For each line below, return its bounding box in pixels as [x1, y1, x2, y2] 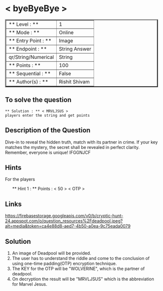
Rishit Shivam [59, 78, 90, 85]
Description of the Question [5, 126, 91, 134]
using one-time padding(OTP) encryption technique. [12, 261, 117, 266]
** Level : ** [9, 20, 39, 27]
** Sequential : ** [9, 70, 51, 77]
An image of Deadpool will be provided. [12, 250, 91, 256]
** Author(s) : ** [9, 78, 49, 85]
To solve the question [5, 96, 72, 104]
